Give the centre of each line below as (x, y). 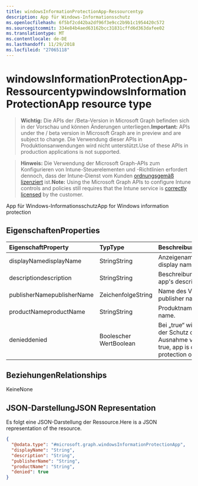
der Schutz (173, 332)
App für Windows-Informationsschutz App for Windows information (88, 206)
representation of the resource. (44, 428)
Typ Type (112, 247)
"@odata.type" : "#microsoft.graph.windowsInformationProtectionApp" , (98, 445)
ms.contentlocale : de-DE (37, 39)
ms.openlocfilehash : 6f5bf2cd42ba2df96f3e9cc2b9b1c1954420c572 (85, 22)
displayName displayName (45, 261)
